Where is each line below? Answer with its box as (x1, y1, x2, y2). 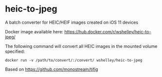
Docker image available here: (5, 29, 64, 34)
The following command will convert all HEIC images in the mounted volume (5, 43, 158, 49)
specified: (5, 48, 25, 54)
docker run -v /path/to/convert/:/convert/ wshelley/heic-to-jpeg (5, 58, 143, 62)
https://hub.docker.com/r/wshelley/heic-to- (64, 29, 151, 34)
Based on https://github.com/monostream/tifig (5, 66, 98, 72)
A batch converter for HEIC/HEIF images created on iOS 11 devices (5, 19, 139, 25)
